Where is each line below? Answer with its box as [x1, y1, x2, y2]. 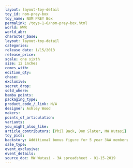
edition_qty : [5, 70, 31, 75]
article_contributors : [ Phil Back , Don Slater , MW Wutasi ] [5, 129, 127, 134]
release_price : [5, 52, 36, 57]
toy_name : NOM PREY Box [5, 16, 53, 21]
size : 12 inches [5, 61, 38, 66]
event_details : [5, 151, 36, 156]
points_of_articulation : [5, 115, 55, 120]
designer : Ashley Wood [5, 106, 51, 111]
